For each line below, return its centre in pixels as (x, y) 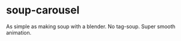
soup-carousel (43, 10)
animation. (19, 32)
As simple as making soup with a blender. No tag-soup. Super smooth (91, 26)
